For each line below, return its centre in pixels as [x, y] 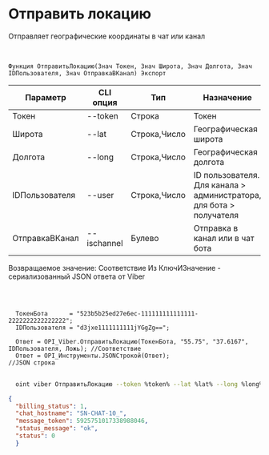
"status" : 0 [36, 436]
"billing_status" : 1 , [52, 406]
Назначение [227, 97]
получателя [216, 215]
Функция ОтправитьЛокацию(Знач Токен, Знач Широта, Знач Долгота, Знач [130, 66]
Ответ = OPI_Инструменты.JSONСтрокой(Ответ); [93, 356]
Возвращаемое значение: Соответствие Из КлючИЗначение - [115, 268]
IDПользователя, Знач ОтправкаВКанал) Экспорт [87, 73]
